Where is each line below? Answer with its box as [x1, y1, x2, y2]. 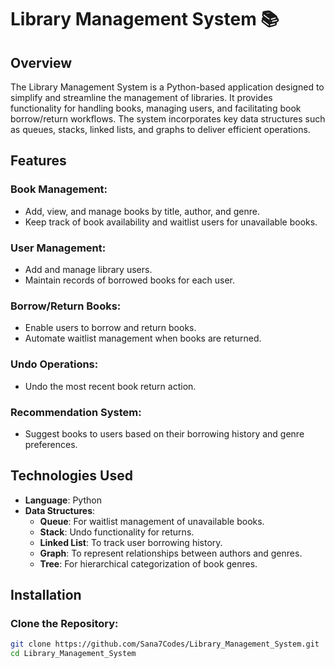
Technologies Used [10, 467, 133, 485]
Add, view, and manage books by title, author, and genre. [24, 205, 260, 217]
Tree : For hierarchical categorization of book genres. [39, 557, 258, 570]
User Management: [10, 241, 107, 255]
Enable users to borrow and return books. [24, 322, 197, 334]
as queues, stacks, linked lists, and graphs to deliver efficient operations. [10, 124, 311, 135]
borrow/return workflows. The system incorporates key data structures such [10, 113, 326, 125]
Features [10, 152, 67, 170]
